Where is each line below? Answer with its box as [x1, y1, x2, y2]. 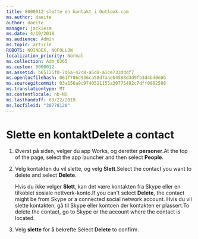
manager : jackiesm [6, 25, 52, 31]
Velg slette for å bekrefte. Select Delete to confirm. [14, 226, 140, 233]
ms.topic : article [6, 42, 52, 48]
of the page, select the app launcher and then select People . [14, 154, 164, 161]
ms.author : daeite [6, 14, 52, 20]
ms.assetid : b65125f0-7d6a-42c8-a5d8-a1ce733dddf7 [6, 69, 134, 75]
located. [14, 215, 35, 222]
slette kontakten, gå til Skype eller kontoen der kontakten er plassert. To [14, 202, 190, 209]
